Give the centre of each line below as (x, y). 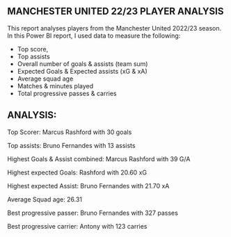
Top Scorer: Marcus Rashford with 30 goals (70, 132)
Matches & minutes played (55, 85)
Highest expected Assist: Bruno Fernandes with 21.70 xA (88, 186)
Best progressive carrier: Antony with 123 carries (77, 226)
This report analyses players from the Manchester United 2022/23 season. (114, 28)
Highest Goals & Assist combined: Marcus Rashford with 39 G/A (99, 158)
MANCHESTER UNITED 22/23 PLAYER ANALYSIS (115, 11)
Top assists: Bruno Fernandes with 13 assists (71, 145)
